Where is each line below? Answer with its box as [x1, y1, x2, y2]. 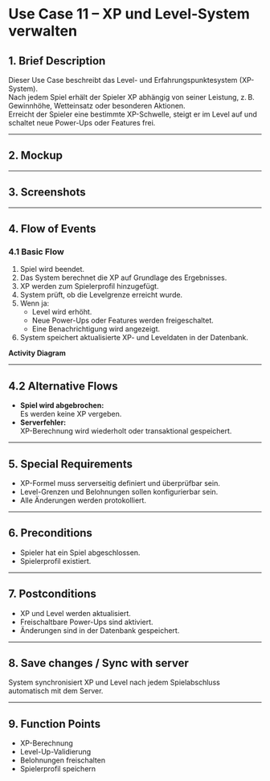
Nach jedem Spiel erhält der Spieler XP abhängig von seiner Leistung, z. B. [8, 92, 255, 101]
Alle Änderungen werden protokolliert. [19, 495, 147, 505]
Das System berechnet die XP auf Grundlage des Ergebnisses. [19, 273, 227, 282]
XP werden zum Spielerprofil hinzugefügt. [19, 282, 159, 291]
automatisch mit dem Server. [8, 686, 104, 696]
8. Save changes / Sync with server [8, 656, 189, 670]
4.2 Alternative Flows [8, 379, 118, 393]
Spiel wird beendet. [19, 265, 85, 274]
